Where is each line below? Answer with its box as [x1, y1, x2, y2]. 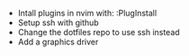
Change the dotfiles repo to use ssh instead [17, 27, 180, 37]
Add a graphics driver [17, 36, 99, 47]
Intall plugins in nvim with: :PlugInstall [17, 8, 157, 18]
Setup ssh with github [17, 17, 99, 28]
